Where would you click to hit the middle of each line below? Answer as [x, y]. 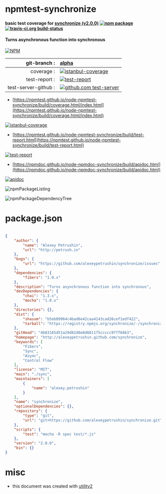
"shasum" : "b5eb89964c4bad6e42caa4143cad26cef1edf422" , [82, 319]
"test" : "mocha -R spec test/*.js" [60, 434]
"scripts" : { [27, 430]
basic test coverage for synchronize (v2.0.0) [52, 23]
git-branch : [40, 63]
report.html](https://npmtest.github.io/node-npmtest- [66, 140]
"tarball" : [34, 324]
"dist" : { [24, 314]
